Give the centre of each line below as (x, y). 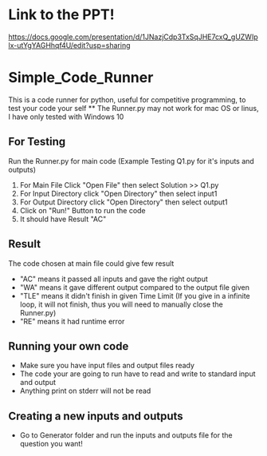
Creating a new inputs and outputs (96, 416)
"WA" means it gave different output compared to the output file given (134, 287)
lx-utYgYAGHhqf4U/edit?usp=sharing (69, 45)
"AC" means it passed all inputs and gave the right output (114, 279)
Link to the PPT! (62, 15)
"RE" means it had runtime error (72, 321)
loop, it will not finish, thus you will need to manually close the (121, 304)
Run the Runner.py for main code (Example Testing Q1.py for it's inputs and (132, 161)
